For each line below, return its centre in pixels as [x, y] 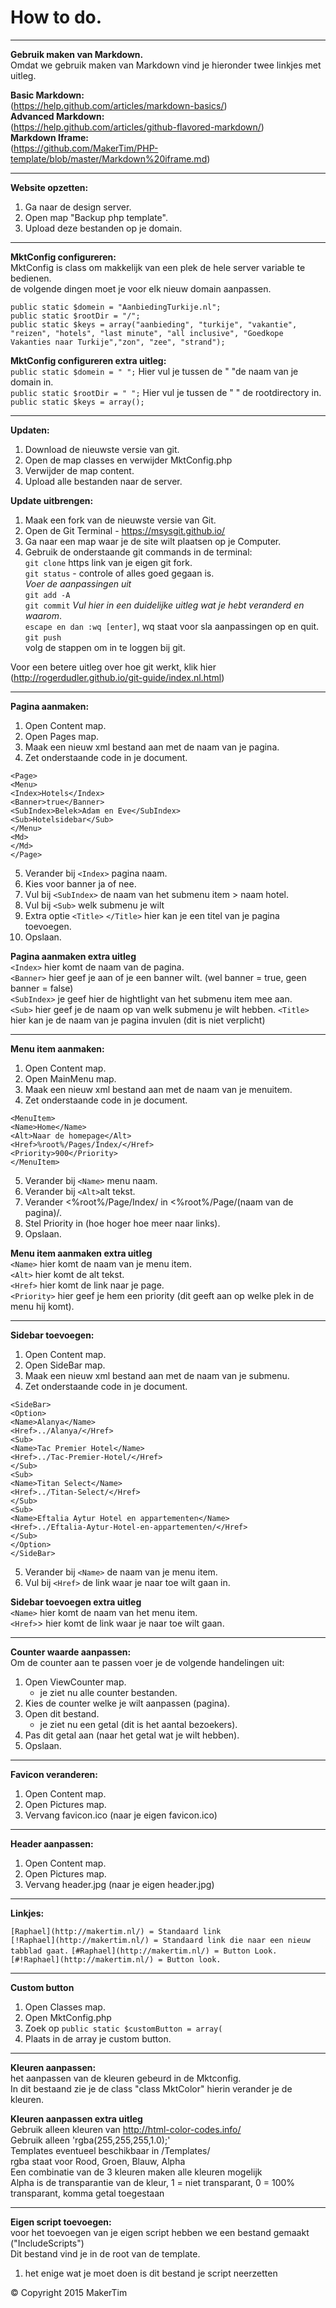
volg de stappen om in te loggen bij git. [105, 647]
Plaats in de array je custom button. [98, 2038]
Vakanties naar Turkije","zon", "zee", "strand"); [118, 342]
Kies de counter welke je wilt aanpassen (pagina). [127, 1703]
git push [43, 637]
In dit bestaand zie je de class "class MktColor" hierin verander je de [151, 2088]
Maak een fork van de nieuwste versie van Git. [120, 520]
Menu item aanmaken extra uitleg [81, 1253]
